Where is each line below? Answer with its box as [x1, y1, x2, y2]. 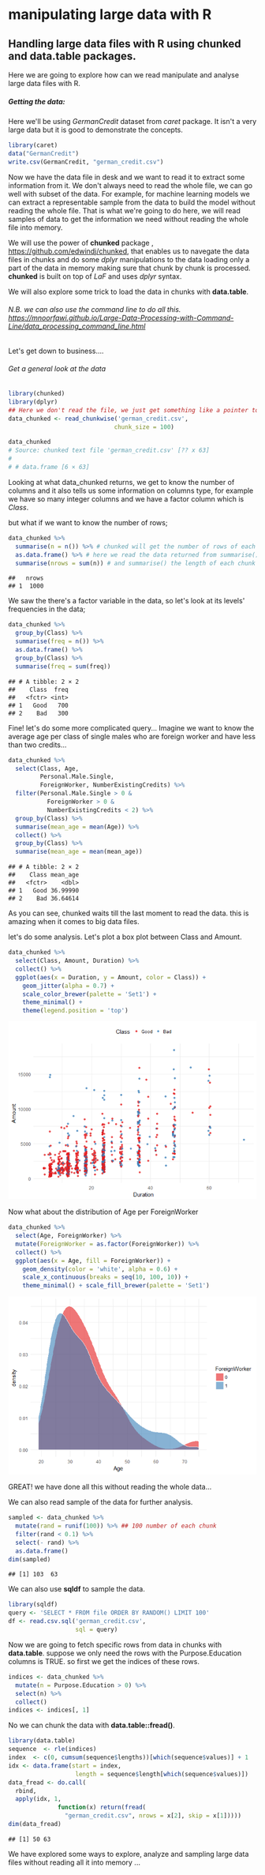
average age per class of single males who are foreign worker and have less [8, 731, 256, 741]
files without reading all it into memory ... [8, 1858, 140, 1867]
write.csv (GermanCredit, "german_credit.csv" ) [8, 158, 164, 166]
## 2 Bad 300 [8, 709, 69, 717]
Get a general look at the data [8, 364, 106, 374]
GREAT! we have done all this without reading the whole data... [8, 1482, 212, 1492]
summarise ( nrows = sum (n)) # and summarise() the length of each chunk [15, 559, 256, 567]
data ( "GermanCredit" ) [8, 149, 80, 157]
